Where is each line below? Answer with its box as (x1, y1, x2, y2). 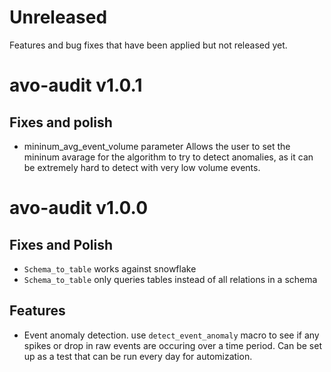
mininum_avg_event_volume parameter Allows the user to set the (23, 140, 291, 152)
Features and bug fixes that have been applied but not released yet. (9, 39, 288, 51)
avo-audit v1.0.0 (9, 197, 149, 220)
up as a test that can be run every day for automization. (23, 350, 253, 362)
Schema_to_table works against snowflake (23, 262, 197, 275)
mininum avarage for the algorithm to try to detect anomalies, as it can (23, 151, 314, 163)
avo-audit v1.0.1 (9, 74, 143, 97)
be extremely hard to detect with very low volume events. (23, 161, 261, 173)
